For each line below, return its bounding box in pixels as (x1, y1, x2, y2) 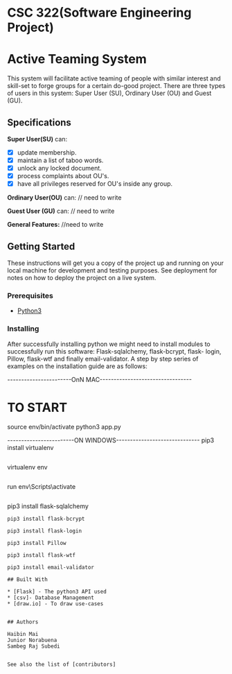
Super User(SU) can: (7, 135, 68, 143)
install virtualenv (7, 443, 54, 451)
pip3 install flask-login (7, 527, 82, 535)
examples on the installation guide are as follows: (7, 362, 148, 370)
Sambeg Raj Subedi (7, 643, 60, 650)
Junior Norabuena (7, 637, 57, 643)
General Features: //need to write (7, 221, 104, 229)
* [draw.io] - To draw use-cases (7, 600, 104, 607)
